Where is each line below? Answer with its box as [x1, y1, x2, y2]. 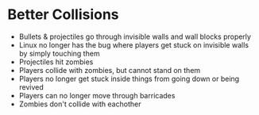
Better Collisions [7, 6, 120, 24]
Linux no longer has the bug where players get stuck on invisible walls [18, 40, 249, 49]
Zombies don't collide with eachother [18, 99, 141, 109]
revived [18, 82, 44, 92]
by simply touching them [18, 48, 100, 58]
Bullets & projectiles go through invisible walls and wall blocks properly [18, 32, 252, 41]
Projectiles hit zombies [18, 57, 94, 67]
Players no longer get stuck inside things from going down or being [18, 74, 240, 83]
